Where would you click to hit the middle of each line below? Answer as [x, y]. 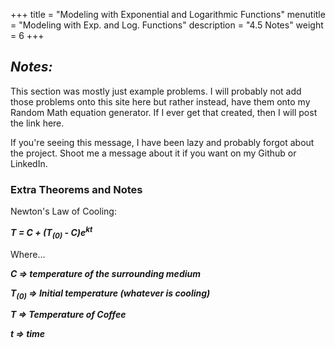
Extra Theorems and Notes [76, 189]
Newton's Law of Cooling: [63, 211]
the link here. [37, 123]
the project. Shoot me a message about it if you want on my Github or [153, 153]
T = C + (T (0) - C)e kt [51, 233]
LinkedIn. [29, 163]
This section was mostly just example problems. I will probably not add [156, 91]
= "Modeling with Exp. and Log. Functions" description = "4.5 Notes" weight [167, 25]
